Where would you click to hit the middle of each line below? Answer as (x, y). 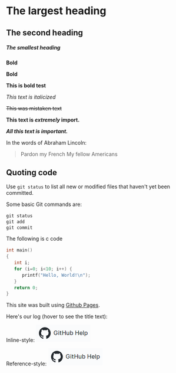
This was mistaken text (34, 108)
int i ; (22, 263)
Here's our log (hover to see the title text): (57, 316)
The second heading (45, 33)
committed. (20, 193)
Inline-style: (21, 340)
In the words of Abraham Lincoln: (47, 142)
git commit (19, 228)
